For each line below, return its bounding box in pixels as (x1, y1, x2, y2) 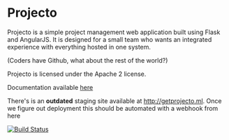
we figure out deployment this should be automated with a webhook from (7, 104, 219, 112)
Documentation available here (7, 83, 94, 91)
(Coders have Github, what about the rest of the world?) (7, 56, 168, 64)
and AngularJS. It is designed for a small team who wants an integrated (7, 35, 212, 43)
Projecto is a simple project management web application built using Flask (7, 28, 221, 36)
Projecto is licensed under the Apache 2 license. (7, 70, 147, 78)
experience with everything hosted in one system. (7, 42, 152, 51)
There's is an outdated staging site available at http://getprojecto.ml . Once (7, 96, 222, 105)
